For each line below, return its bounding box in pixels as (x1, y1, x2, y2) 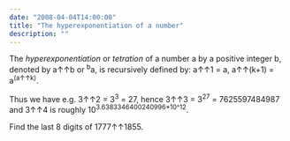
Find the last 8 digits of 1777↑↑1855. (9, 122, 144, 132)
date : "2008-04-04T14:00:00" (9, 12, 117, 22)
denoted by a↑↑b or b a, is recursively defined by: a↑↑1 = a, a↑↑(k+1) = (9, 63, 275, 75)
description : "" (9, 29, 69, 38)
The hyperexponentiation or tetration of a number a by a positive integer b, (9, 54, 282, 64)
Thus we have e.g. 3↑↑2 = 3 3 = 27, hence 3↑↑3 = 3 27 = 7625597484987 (9, 92, 280, 104)
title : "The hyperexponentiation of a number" (9, 21, 184, 30)
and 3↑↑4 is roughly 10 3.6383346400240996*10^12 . (9, 103, 189, 115)
